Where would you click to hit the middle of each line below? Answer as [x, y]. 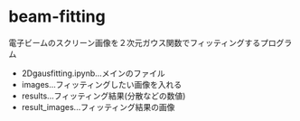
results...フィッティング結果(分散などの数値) [103, 96]
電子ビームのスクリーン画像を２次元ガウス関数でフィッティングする [135, 42]
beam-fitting [57, 17]
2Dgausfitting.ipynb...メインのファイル [94, 73]
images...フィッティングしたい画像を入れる [102, 84]
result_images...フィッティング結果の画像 [98, 107]
